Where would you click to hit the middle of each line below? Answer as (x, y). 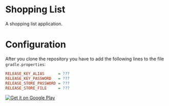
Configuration (36, 45)
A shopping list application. (34, 24)
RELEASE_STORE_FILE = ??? (38, 88)
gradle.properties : (26, 64)
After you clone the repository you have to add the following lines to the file (85, 59)
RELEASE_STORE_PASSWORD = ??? (38, 83)
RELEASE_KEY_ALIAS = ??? (38, 74)
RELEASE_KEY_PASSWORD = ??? (38, 78)
